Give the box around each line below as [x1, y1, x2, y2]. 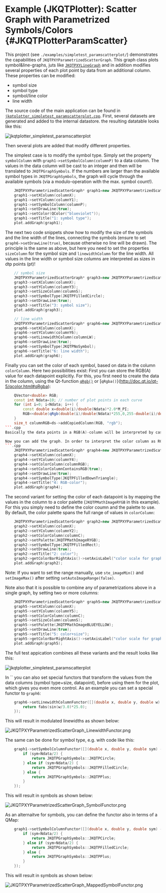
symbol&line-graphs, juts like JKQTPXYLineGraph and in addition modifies [5, 62, 151, 68]
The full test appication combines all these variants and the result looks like [5, 650, 158, 655]
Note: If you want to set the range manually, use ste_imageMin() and [5, 569, 144, 576]
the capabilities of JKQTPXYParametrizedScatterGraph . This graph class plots [5, 57, 159, 62]
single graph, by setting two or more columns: [5, 590, 99, 595]
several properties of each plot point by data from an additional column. [5, 67, 151, 73]
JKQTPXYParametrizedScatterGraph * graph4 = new [14, 448, 110, 453]
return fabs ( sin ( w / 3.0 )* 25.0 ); [23, 704, 87, 710]
